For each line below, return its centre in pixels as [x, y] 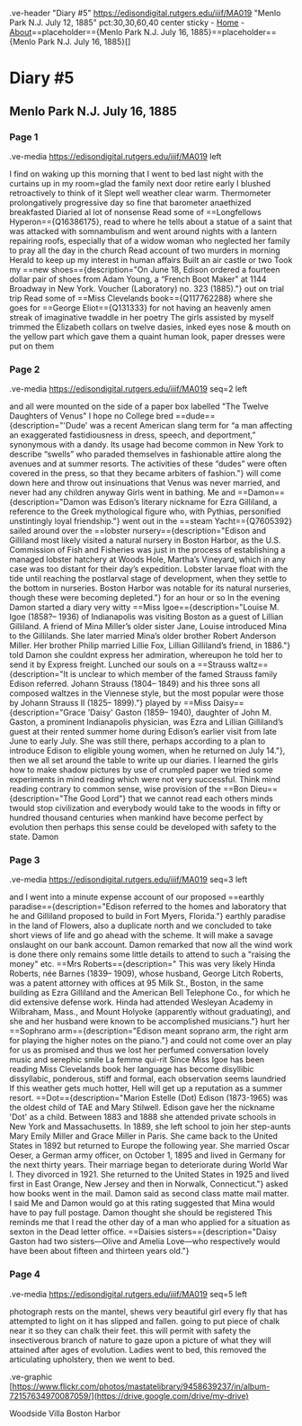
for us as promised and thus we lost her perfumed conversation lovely [139, 1050]
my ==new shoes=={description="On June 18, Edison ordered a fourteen [145, 269]
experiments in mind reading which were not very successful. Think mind [145, 780]
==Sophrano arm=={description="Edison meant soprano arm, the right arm [149, 1031]
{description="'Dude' [49, 426]
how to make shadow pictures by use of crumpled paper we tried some [142, 770]
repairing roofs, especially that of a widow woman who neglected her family [150, 240]
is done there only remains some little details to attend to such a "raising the [150, 954]
